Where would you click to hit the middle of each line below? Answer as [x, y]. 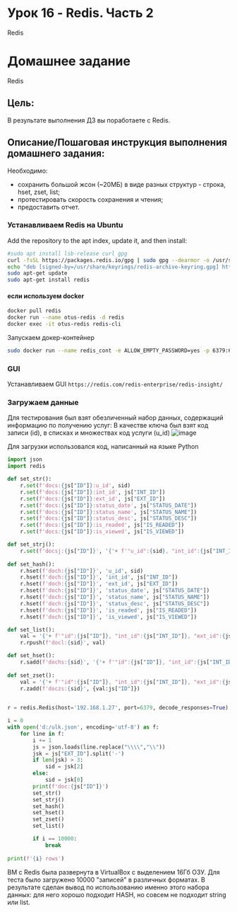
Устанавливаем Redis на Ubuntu [65, 225]
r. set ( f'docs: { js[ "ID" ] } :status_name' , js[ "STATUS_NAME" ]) [109, 512]
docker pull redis [34, 311]
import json [25, 460]
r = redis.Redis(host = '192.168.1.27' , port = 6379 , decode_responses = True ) [118, 708]
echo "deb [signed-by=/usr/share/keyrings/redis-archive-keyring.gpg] [113, 267]
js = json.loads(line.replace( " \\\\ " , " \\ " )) [99, 747]
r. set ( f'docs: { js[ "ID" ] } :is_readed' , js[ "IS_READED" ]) [102, 525]
